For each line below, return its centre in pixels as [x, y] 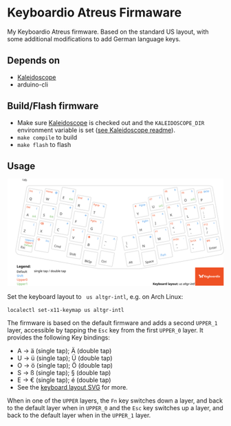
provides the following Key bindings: [58, 337]
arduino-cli [32, 85]
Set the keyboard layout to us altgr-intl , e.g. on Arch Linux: [95, 297]
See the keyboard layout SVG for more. [73, 388]
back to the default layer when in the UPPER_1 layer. [79, 415]
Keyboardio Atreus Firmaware [95, 13]
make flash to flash [44, 144]
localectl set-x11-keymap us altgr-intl [66, 311]
